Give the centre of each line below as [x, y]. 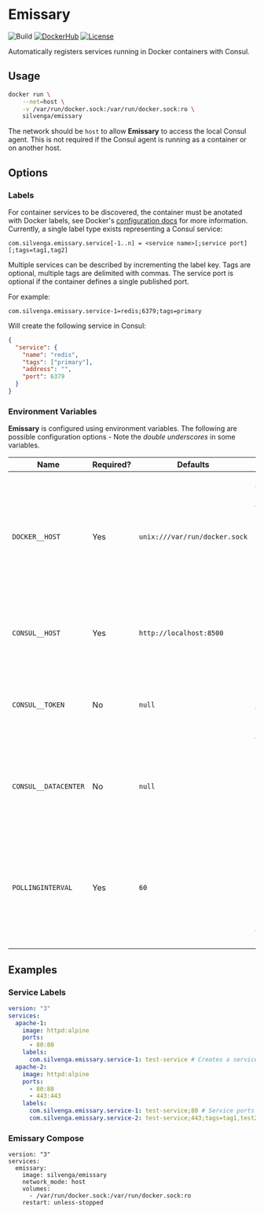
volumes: [37, 1189]
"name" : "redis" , [51, 355]
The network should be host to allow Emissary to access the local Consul [127, 131]
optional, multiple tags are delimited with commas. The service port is [121, 273]
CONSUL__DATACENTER [48, 787]
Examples [33, 970]
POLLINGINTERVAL [42, 888]
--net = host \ [44, 101]
